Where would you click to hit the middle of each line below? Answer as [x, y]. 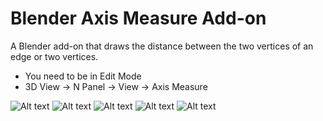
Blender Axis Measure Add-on [138, 18]
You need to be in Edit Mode [83, 76]
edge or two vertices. [54, 56]
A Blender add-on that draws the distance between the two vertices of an [162, 46]
